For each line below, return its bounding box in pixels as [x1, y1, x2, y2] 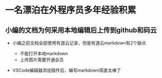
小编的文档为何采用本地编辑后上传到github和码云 [5, 26, 157, 34]
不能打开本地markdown [19, 51, 68, 56]
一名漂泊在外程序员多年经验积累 [5, 4, 137, 16]
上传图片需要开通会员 [19, 57, 64, 63]
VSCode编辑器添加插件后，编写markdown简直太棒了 [12, 68, 121, 73]
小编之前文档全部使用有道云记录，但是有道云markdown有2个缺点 [12, 40, 146, 46]
